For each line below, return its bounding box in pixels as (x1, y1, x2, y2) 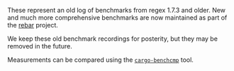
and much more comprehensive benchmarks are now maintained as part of (7, 13, 228, 22)
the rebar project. (7, 21, 59, 29)
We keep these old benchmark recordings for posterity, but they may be (7, 34, 218, 43)
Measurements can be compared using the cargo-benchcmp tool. (7, 56, 194, 64)
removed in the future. (7, 42, 72, 50)
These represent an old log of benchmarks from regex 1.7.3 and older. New (7, 6, 225, 14)
